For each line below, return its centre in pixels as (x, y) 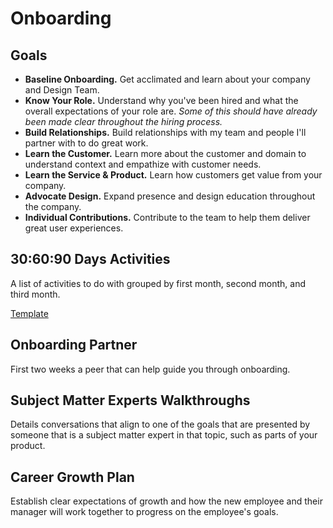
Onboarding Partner (74, 345)
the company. (53, 206)
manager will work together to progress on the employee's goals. (144, 512)
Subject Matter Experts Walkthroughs (130, 400)
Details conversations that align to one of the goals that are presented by (160, 424)
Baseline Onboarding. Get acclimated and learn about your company (167, 79)
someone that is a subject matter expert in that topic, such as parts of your (164, 435)
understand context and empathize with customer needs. (143, 164)
